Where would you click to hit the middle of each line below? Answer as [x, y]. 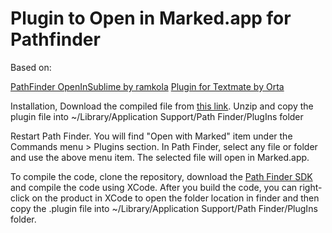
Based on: [31, 67]
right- [311, 187]
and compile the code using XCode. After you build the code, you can [154, 187]
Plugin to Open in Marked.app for [151, 18]
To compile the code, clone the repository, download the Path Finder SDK [161, 176]
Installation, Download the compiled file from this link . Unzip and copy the [162, 106]
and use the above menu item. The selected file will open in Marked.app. [160, 157]
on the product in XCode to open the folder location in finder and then [175, 198]
